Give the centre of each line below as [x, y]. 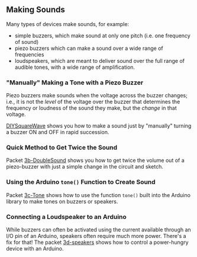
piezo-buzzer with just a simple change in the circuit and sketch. [85, 167]
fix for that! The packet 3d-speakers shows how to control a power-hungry [97, 242]
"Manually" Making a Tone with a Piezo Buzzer [75, 83]
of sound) [27, 42]
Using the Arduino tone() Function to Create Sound [81, 182]
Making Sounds [35, 10]
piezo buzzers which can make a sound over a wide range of [89, 48]
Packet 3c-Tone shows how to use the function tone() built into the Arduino [98, 195]
